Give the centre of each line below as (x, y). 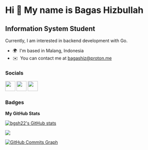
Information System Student (50, 29)
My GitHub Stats (23, 113)
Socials (14, 73)
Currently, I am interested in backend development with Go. (66, 40)
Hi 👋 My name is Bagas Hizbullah (74, 10)
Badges (14, 102)
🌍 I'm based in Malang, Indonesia (48, 50)
